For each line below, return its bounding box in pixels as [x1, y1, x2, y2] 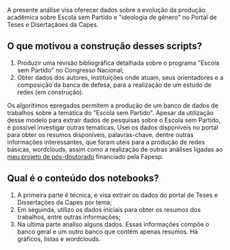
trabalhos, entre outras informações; [16, 213, 121, 221]
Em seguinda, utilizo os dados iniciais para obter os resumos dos [16, 205, 201, 213]
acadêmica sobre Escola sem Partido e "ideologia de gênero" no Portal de [7, 13, 218, 21]
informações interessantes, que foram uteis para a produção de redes [7, 138, 205, 146]
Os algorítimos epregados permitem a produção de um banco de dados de [7, 101, 218, 110]
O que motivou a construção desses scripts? [7, 41, 203, 52]
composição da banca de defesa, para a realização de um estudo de [16, 81, 211, 89]
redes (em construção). [16, 87, 84, 96]
